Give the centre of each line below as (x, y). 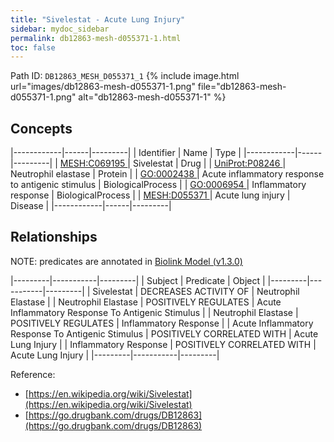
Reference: (33, 374)
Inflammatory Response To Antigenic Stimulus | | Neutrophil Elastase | (154, 312)
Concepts (41, 128)
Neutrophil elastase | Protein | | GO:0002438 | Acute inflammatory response (167, 174)
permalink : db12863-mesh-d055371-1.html (96, 38)
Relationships (54, 237)
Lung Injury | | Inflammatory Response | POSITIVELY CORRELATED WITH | (163, 344)
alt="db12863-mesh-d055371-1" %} (152, 97)
